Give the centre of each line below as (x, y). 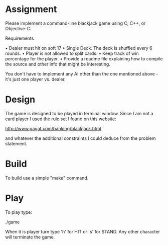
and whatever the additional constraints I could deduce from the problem (81, 138)
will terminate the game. (30, 237)
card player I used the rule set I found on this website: (61, 119)
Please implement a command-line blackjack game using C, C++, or (75, 23)
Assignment (31, 9)
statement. (16, 143)
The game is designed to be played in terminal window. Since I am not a (79, 113)
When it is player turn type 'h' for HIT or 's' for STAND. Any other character (83, 231)
